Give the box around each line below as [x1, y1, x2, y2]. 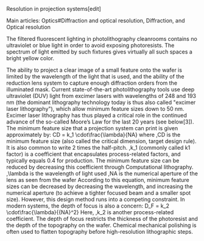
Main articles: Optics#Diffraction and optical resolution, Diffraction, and [6, 17, 185, 24]
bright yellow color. [6, 55, 55, 61]
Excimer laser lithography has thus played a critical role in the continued [6, 112, 188, 119]
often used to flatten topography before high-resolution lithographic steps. [6, 228, 193, 235]
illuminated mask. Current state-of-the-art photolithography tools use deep [6, 86, 195, 93]
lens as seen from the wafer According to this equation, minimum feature [6, 176, 190, 183]
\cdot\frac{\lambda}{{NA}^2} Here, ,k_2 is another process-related [6, 209, 174, 215]
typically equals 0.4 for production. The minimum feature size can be [6, 157, 180, 164]
